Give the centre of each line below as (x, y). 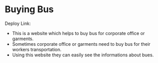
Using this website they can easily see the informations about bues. (83, 55)
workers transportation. (37, 49)
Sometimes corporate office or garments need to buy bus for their (81, 44)
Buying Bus (29, 9)
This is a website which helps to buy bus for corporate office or (78, 33)
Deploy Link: (18, 23)
